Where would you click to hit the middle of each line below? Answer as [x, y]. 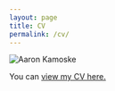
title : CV [28, 26]
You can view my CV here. [58, 77]
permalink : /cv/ [39, 34]
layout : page [33, 17]
